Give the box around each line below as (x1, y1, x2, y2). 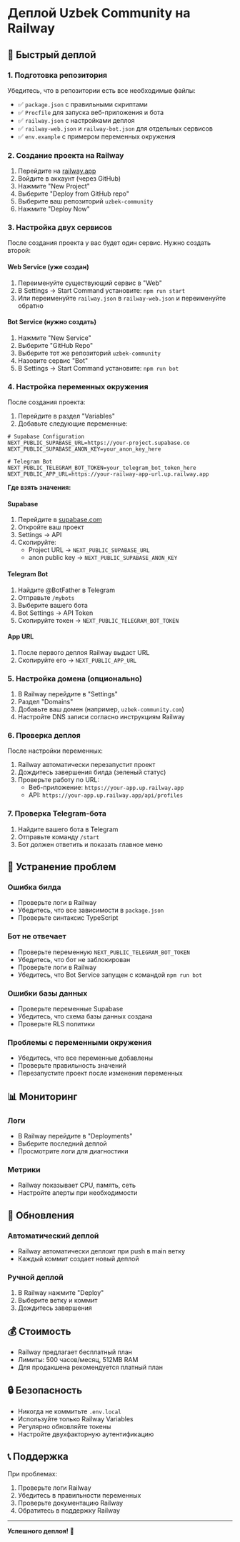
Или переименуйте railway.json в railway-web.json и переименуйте (17, 294, 226, 302)
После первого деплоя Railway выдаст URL (17, 648, 150, 656)
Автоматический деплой (7, 1231, 99, 1241)
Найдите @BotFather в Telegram (17, 586, 116, 594)
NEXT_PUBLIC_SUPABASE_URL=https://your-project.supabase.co (7, 439, 191, 447)
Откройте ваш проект (17, 523, 84, 531)
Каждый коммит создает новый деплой (17, 1254, 139, 1263)
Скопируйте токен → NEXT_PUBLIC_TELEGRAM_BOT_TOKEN (17, 616, 179, 624)
